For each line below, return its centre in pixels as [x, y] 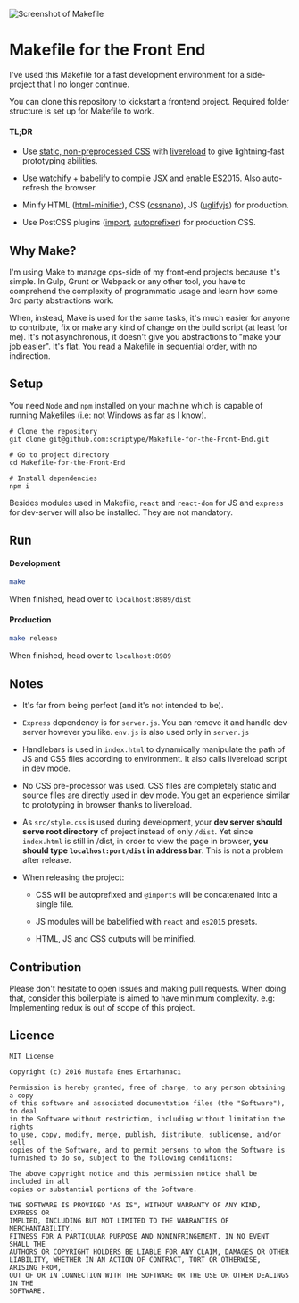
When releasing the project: [73, 877]
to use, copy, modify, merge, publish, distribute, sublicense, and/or [145, 1134]
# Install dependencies [54, 478]
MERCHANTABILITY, [42, 1228]
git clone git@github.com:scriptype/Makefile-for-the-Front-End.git [139, 439]
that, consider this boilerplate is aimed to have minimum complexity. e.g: [142, 998]
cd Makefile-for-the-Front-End [67, 462]
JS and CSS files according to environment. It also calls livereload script [154, 759]
